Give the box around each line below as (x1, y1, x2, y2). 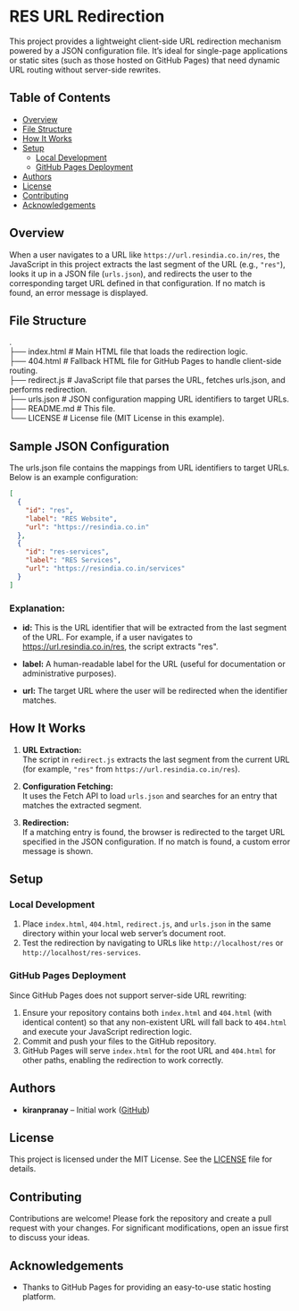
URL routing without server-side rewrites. (9, 64, 162, 75)
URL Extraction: (21, 744, 82, 755)
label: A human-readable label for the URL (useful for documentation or (21, 658, 286, 669)
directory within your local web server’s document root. (21, 928, 226, 939)
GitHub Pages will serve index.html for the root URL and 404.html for (21, 1045, 277, 1056)
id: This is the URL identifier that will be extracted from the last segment (21, 622, 287, 632)
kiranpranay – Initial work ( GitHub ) (21, 1104, 150, 1115)
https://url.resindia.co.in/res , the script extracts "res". (21, 641, 219, 652)
